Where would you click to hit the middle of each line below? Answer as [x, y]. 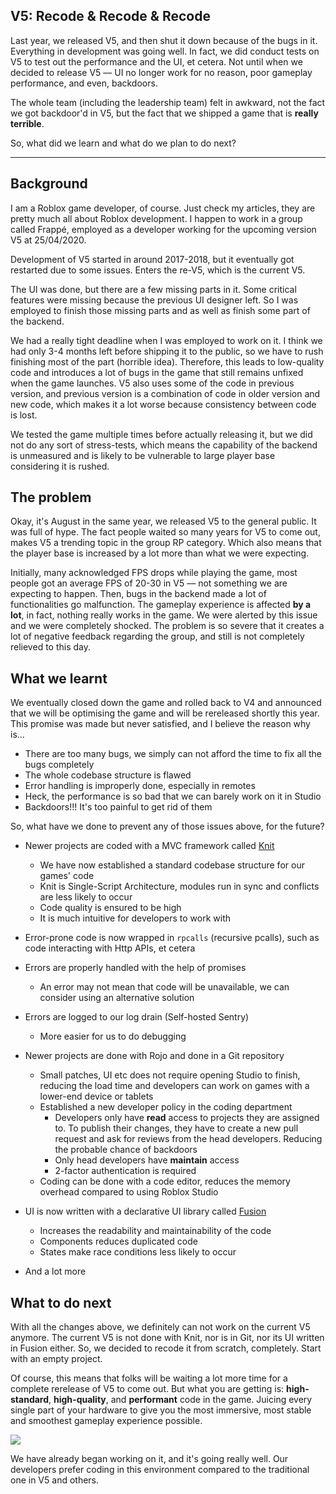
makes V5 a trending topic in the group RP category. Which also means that [166, 543]
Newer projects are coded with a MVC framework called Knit [149, 846]
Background [49, 184]
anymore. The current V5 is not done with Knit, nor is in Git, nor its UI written [167, 1338]
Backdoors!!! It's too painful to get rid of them [118, 807]
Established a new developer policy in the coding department [166, 1107]
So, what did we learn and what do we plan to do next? [123, 143]
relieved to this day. [51, 647]
